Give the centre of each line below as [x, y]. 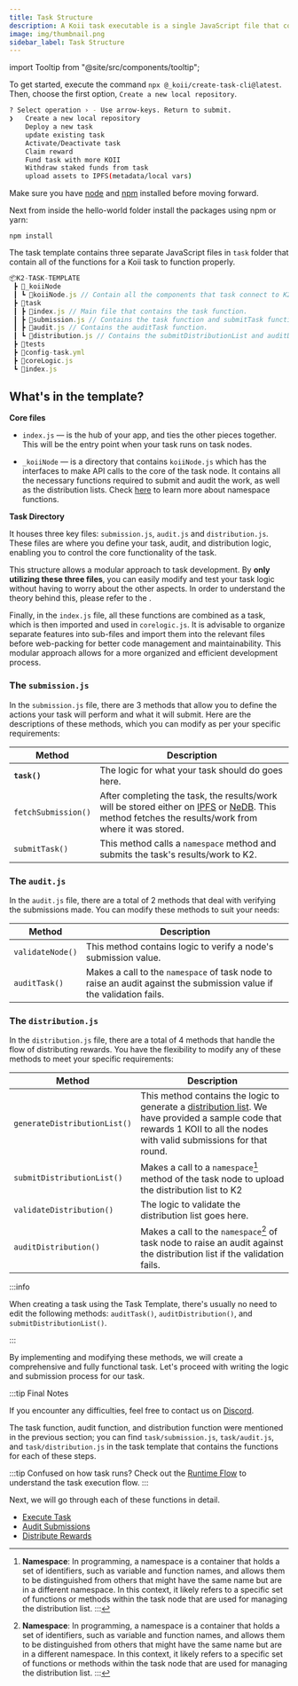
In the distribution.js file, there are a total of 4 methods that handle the [142, 1040]
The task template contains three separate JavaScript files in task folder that [149, 253]
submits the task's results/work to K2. [178, 855]
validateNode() [46, 952]
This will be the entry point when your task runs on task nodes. [137, 445]
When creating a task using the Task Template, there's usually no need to [143, 1304]
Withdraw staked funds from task [87, 168]
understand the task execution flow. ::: [79, 1482]
